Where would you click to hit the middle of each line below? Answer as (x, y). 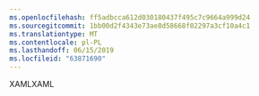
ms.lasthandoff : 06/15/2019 (62, 51)
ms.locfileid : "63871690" (57, 59)
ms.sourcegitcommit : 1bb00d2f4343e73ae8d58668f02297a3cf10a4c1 (130, 26)
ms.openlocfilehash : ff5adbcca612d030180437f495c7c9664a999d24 (130, 17)
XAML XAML (32, 84)
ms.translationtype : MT (54, 34)
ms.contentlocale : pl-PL (56, 42)
